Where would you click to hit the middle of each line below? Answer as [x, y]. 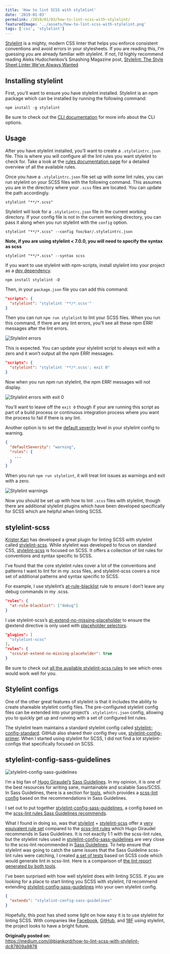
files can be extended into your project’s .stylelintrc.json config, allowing [84, 712]
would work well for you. [31, 673]
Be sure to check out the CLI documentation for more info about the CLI [80, 117]
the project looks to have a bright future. [47, 926]
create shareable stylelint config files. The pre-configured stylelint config [82, 707]
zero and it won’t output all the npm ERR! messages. [60, 354]
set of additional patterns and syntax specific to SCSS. [62, 576]
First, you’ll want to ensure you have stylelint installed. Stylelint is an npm [82, 93]
